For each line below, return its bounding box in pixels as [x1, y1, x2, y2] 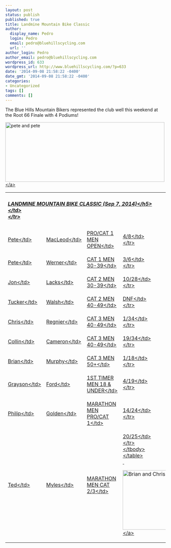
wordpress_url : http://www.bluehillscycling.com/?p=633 [5, 64, 126, 69]
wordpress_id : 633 [5, 60, 44, 65]
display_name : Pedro [10, 31, 53, 36]
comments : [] [5, 93, 33, 98]
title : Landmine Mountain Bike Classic [5, 21, 90, 27]
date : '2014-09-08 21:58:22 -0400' [5, 69, 81, 74]
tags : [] [5, 88, 24, 93]
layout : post [5, 7, 33, 13]
